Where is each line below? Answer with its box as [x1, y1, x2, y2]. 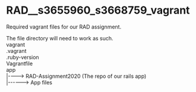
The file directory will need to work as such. [6, 34, 114, 42]
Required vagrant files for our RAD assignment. [6, 23, 122, 30]
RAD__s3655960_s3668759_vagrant [6, 4, 190, 17]
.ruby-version [6, 53, 40, 61]
